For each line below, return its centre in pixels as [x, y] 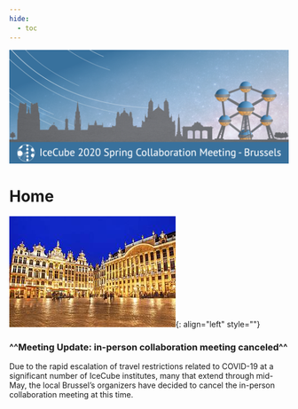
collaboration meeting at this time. [71, 395]
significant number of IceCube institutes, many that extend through [132, 376]
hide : [19, 19]
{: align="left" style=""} [218, 325]
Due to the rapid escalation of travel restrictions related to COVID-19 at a [141, 366]
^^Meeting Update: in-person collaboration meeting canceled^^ [149, 348]
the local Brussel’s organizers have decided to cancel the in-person [152, 385]
